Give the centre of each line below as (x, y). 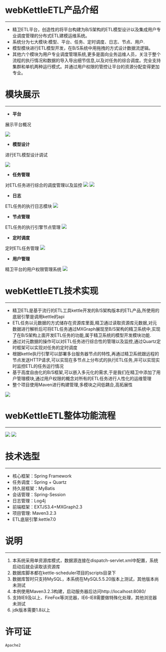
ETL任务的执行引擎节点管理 (33, 227)
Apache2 (13, 645)
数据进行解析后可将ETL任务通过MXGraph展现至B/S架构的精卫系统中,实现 (86, 329)
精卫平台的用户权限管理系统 (33, 269)
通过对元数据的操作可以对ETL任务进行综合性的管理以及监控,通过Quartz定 (86, 341)
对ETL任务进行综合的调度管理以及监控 (44, 185)
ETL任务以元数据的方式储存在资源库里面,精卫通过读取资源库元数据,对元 (84, 323)
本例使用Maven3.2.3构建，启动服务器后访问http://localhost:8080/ (79, 591)
